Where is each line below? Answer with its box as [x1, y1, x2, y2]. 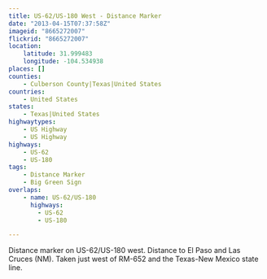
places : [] [8, 65, 46, 73]
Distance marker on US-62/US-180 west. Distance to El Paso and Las [8, 246, 241, 255]
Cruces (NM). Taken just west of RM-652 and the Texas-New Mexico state [8, 254, 259, 264]
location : [8, 42, 42, 50]
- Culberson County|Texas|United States [23, 80, 162, 88]
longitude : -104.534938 [23, 58, 104, 66]
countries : [8, 87, 46, 96]
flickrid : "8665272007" [8, 34, 90, 43]
